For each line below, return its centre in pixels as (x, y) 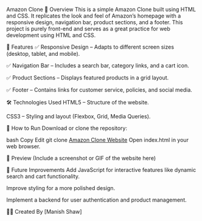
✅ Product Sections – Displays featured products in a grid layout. (88, 78)
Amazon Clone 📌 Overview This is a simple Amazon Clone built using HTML (101, 9)
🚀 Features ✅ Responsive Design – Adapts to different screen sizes (90, 47)
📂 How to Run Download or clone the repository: (67, 128)
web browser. (23, 146)
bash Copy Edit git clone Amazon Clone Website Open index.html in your (97, 140)
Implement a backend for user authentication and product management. (96, 200)
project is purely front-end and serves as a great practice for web (88, 29)
